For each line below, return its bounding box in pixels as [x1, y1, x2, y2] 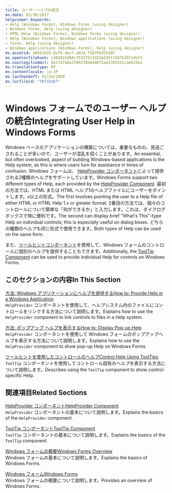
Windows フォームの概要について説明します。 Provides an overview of [5, 477, 152, 484]
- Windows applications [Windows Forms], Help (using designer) [5, 46, 145, 51]
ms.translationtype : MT [5, 65, 56, 70]
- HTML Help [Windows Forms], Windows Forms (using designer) [5, 31, 140, 36]
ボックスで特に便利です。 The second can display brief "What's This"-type [5, 212, 162, 219]
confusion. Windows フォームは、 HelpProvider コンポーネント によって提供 [5, 167, 164, 174]
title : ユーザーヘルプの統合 [5, 7, 60, 13]
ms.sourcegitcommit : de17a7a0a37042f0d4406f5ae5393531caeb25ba [5, 60, 143, 65]
